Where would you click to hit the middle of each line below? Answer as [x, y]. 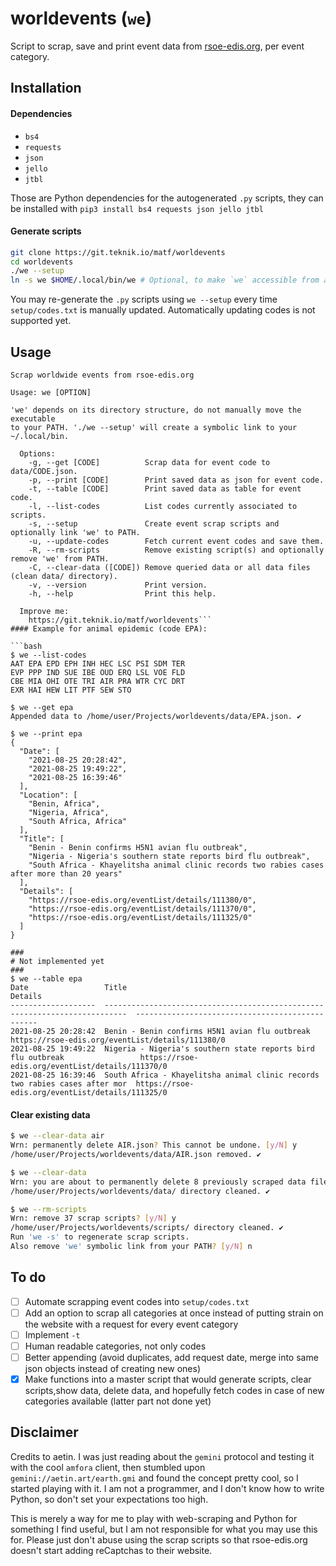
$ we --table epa [46, 979]
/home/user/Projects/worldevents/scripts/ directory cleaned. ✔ [147, 1228]
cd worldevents [42, 262]
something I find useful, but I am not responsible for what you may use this [164, 1529]
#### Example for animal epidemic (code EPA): [109, 629]
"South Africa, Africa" [78, 822]
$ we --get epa [42, 708]
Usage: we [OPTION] [51, 393]
